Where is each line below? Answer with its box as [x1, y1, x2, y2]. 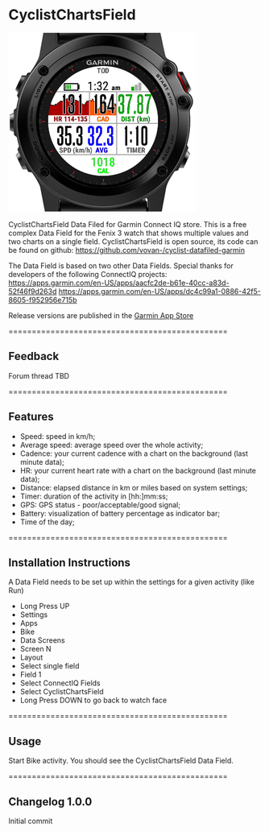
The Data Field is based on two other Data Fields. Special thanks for [8, 260, 234, 271]
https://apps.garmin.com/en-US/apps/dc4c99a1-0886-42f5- [58, 286, 262, 296]
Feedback [8, 350, 60, 363]
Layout [19, 652, 43, 662]
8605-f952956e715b [8, 295, 77, 304]
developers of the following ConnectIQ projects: [8, 269, 168, 279]
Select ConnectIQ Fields [19, 678, 101, 688]
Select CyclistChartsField [19, 687, 105, 697]
